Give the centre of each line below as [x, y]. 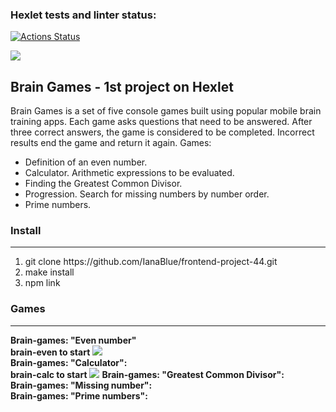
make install [49, 272]
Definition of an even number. [86, 162]
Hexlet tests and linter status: [83, 15]
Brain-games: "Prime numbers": [79, 395]
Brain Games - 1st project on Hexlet [122, 86]
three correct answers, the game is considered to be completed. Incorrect [162, 132]
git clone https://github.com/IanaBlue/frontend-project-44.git [151, 262]
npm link [42, 283]
